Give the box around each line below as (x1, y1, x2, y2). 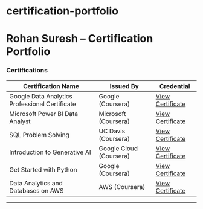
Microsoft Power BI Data (9, 109, 79, 118)
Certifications (6, 66, 48, 75)
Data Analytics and (9, 179, 63, 187)
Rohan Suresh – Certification (6, 32, 153, 46)
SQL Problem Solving (9, 130, 69, 139)
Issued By (109, 82, 139, 90)
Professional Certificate (9, 100, 77, 108)
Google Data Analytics (9, 92, 72, 100)
